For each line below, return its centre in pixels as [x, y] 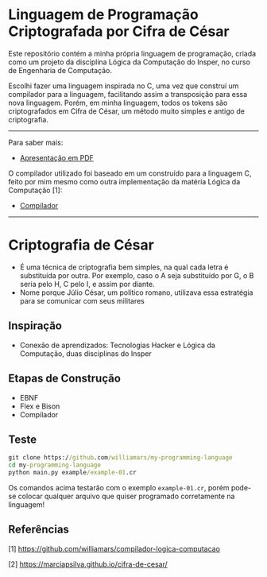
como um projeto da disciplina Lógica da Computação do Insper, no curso [129, 62]
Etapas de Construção [65, 379]
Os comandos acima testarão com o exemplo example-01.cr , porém [119, 487]
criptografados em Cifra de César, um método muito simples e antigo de [126, 111]
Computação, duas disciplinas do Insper [86, 353]
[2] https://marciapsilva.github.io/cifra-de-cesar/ [88, 564]
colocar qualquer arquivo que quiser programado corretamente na [126, 496]
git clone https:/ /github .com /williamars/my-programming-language [120, 458]
